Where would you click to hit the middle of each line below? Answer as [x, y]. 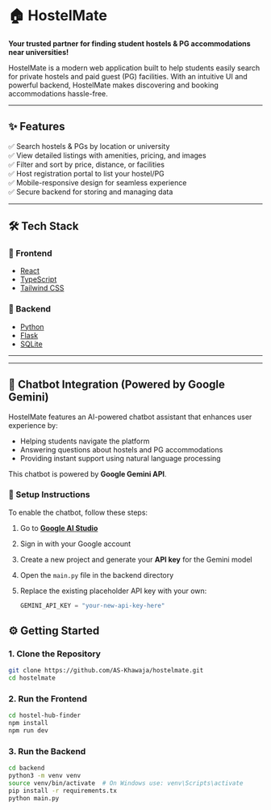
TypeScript [38, 279]
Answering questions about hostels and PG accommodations [121, 449]
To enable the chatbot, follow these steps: [78, 512]
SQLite [31, 344]
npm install [28, 723]
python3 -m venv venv [45, 776]
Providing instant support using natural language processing [120, 458]
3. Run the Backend [47, 751]
